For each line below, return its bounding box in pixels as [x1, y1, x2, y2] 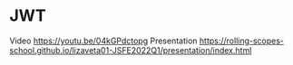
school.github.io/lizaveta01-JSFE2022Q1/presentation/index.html [9, 44, 252, 55]
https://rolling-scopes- [199, 35, 284, 46]
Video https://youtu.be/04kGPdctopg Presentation [9, 35, 198, 46]
